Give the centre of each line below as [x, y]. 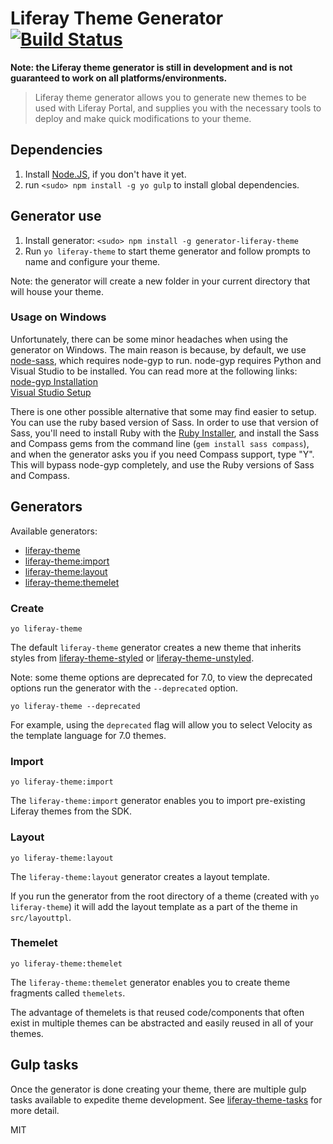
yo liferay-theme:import [62, 782]
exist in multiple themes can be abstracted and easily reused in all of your [162, 1023]
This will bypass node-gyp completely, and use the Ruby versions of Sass [162, 464]
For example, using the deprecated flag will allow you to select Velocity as [161, 724]
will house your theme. [57, 291]
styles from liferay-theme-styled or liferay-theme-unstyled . [132, 658]
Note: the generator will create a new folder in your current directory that [160, 281]
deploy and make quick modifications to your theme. [143, 118]
